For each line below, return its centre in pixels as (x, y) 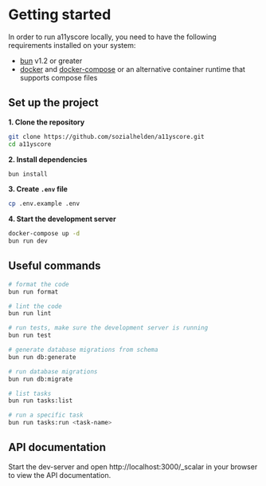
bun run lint (30, 314)
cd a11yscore (30, 144)
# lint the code (35, 306)
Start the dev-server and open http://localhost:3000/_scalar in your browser (133, 466)
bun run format (33, 292)
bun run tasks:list (41, 401)
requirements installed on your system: (72, 45)
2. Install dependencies (48, 159)
